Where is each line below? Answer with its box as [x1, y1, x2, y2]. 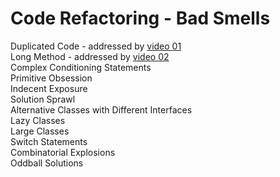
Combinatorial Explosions [10, 146, 116, 158]
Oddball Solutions [10, 157, 84, 169]
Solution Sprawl [10, 93, 76, 105]
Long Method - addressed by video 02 [10, 50, 170, 62]
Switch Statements [10, 135, 88, 147]
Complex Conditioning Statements [10, 61, 152, 73]
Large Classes [10, 125, 70, 137]
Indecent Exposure [10, 82, 88, 94]
